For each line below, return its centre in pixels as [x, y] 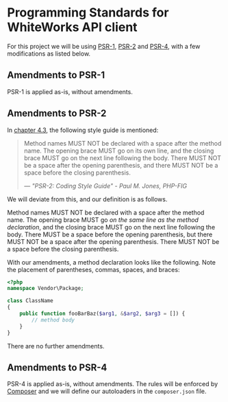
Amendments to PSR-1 [56, 75]
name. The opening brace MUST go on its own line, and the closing [119, 150]
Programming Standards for [88, 13]
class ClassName [30, 301]
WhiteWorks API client [73, 27]
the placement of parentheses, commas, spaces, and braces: [93, 269]
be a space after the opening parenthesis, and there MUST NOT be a [121, 165]
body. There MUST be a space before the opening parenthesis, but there [110, 234]
